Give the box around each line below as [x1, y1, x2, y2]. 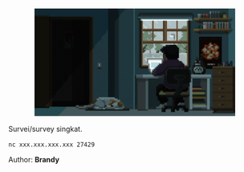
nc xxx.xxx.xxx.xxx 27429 [8, 141, 95, 149]
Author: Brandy [8, 154, 60, 164]
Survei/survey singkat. [8, 124, 83, 133]
